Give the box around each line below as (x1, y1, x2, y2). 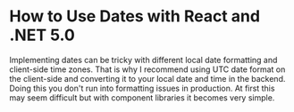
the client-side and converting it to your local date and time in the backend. (9, 73, 286, 84)
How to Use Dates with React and (9, 6, 261, 27)
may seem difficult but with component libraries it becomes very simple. (9, 92, 275, 103)
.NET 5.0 (9, 25, 76, 45)
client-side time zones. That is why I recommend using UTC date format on (9, 64, 286, 75)
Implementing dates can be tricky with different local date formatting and (9, 54, 278, 65)
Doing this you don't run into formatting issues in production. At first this (9, 83, 275, 93)
